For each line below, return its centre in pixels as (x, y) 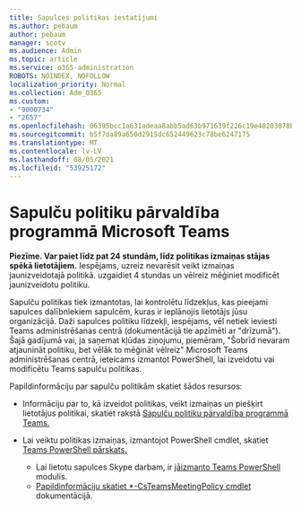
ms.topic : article (43, 59)
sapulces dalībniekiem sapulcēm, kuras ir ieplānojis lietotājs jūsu (129, 312)
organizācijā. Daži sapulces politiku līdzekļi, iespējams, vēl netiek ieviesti (143, 321)
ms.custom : (30, 101)
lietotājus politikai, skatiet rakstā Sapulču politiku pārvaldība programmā (155, 413)
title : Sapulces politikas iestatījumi (84, 18)
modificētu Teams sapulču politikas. (76, 369)
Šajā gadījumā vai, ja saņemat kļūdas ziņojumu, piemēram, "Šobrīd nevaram (150, 340)
